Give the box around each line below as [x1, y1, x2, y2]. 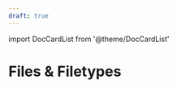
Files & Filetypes [8, 62, 122, 81]
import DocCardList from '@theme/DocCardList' [8, 34, 170, 44]
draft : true [8, 11, 49, 20]
